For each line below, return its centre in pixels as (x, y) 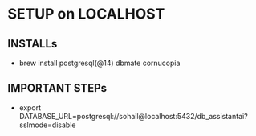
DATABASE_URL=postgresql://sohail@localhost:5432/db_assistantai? (133, 116)
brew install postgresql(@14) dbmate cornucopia (100, 63)
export (30, 107)
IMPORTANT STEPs (57, 88)
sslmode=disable (47, 125)
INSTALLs (33, 44)
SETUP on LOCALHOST (86, 14)
